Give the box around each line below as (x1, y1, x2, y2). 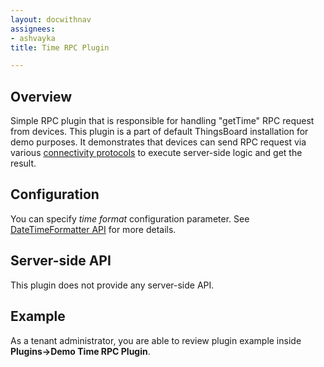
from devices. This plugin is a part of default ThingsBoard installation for (10, 126, 309, 138)
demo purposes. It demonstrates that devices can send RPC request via (10, 136, 307, 148)
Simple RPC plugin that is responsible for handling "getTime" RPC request (10, 115, 315, 127)
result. (10, 157, 37, 170)
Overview (10, 88, 73, 105)
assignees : (10, 24, 56, 34)
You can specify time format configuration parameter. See (10, 212, 250, 225)
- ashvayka (10, 33, 56, 43)
